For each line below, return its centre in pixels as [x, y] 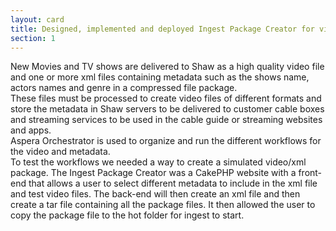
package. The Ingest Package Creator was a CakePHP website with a [153, 173]
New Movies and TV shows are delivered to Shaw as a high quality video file [167, 67]
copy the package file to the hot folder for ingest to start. [127, 215]
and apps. [31, 130]
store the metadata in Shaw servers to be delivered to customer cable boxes [167, 109]
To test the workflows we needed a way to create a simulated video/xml [158, 162]
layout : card [37, 19]
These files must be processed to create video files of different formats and [166, 98]
